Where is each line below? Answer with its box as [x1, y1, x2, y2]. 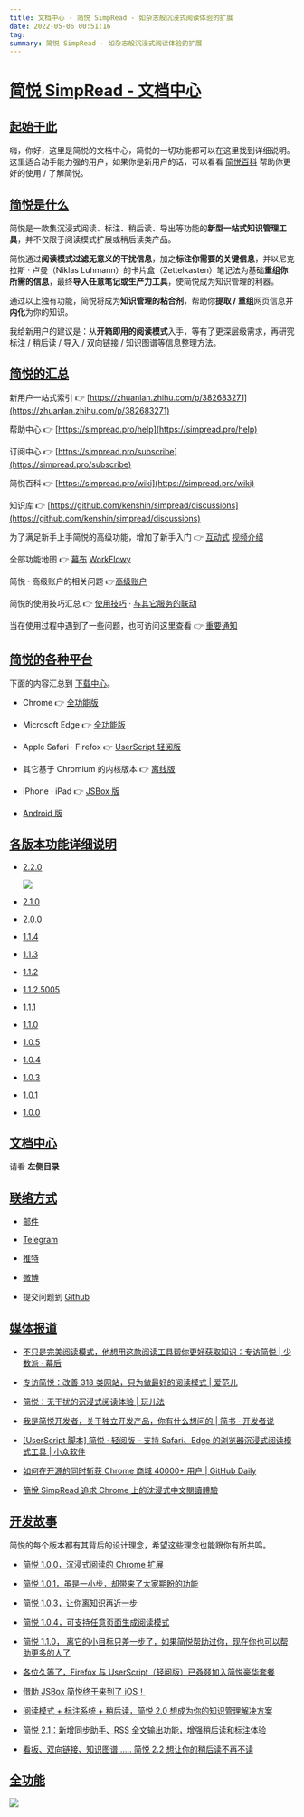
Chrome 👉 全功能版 [22, 697, 100, 708]
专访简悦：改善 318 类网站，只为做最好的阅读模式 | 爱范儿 [22, 1376, 238, 1388]
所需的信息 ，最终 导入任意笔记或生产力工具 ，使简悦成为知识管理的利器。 [9, 276, 279, 287]
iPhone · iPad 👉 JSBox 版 [22, 786, 120, 796]
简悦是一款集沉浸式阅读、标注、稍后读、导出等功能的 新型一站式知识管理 [9, 223, 279, 234]
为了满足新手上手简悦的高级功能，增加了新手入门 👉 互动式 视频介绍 [9, 532, 264, 542]
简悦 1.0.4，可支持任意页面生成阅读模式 [22, 1617, 170, 1627]
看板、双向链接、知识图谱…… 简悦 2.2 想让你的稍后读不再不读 [22, 1744, 253, 1754]
